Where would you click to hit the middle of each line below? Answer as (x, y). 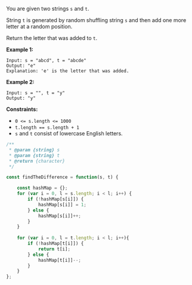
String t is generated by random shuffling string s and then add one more (96, 20)
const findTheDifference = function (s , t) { (62, 177)
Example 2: (20, 82)
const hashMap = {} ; (42, 188)
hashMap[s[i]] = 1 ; (62, 205)
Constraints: (22, 109)
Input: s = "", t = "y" (36, 93)
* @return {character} (37, 161)
